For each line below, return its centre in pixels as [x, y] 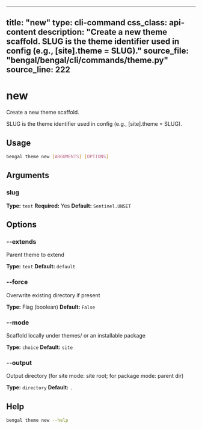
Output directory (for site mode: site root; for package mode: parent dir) [95, 376]
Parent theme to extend [35, 255]
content [21, 32]
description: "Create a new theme [103, 32]
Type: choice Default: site [40, 347]
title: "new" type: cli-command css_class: [87, 23]
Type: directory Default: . [40, 387]
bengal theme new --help [37, 421]
